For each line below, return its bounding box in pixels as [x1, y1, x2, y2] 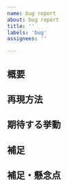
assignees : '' [7, 35, 48, 42]
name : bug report [7, 10, 56, 17]
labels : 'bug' [7, 29, 48, 36]
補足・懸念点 [7, 170, 61, 182]
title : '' [7, 23, 35, 29]
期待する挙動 [7, 119, 61, 130]
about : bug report [7, 16, 59, 23]
